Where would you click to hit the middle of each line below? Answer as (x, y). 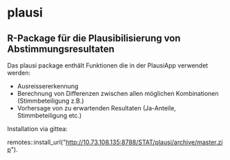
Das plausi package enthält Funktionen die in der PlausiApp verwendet (108, 66)
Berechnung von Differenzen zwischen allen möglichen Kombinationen (118, 93)
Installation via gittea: (37, 129)
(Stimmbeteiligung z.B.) (50, 101)
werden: (19, 73)
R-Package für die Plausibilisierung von (94, 38)
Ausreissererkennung (48, 86)
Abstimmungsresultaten (61, 49)
